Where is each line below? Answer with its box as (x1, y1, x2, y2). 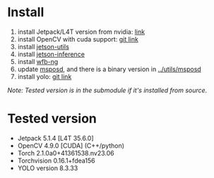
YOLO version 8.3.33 (17, 163, 78, 172)
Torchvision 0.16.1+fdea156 (17, 156, 95, 165)
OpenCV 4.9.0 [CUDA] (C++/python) (17, 141, 125, 150)
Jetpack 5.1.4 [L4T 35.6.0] (17, 134, 94, 142)
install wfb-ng (17, 57, 59, 65)
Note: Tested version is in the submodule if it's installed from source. (7, 86, 208, 94)
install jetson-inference (17, 50, 85, 58)
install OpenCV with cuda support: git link (17, 34, 139, 43)
